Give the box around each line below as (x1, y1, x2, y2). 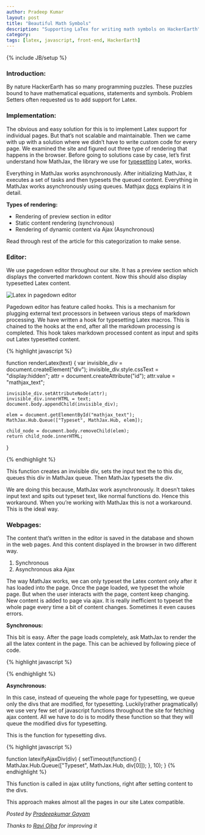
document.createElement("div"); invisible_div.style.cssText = (6, 366, 159, 373)
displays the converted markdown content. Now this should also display (6, 273, 187, 280)
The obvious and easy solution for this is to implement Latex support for (6, 125, 187, 132)
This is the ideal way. (6, 505, 59, 513)
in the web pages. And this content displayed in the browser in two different (6, 541, 197, 548)
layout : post (6, 15, 40, 21)
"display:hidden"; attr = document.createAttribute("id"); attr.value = (6, 372, 176, 379)
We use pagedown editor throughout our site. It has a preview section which (6, 266, 198, 273)
